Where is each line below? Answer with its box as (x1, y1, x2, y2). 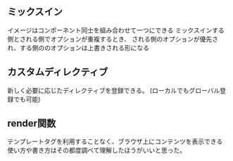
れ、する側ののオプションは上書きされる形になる (7, 44, 150, 52)
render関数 (7, 117, 56, 129)
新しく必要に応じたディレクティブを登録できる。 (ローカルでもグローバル (7, 86, 220, 94)
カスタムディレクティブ (7, 66, 108, 78)
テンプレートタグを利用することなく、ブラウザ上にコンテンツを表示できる (7, 137, 223, 146)
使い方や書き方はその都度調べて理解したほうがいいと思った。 (7, 146, 187, 155)
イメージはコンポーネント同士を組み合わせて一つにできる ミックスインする (7, 26, 225, 34)
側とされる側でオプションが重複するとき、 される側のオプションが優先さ (7, 34, 218, 43)
